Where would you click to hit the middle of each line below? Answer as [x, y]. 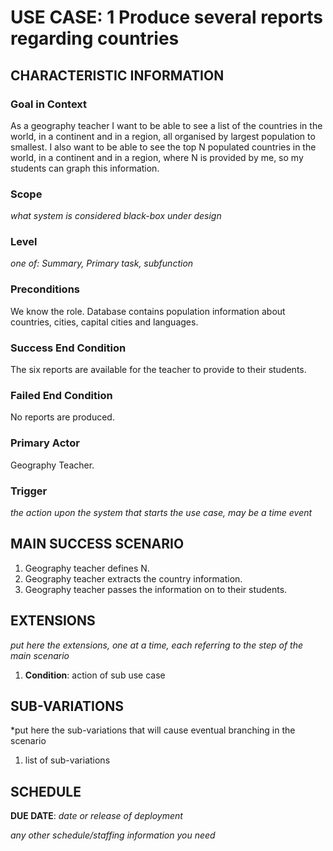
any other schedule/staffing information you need [113, 835]
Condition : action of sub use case [95, 675]
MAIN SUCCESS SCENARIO [97, 544]
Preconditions [45, 289]
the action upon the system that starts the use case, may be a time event [161, 512]
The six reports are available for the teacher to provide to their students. [158, 370]
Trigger [29, 491]
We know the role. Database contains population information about [148, 311]
